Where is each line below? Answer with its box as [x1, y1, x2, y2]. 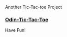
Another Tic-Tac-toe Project [5, 4, 63, 10]
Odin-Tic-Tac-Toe [5, 16, 48, 23]
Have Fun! [5, 27, 26, 33]
